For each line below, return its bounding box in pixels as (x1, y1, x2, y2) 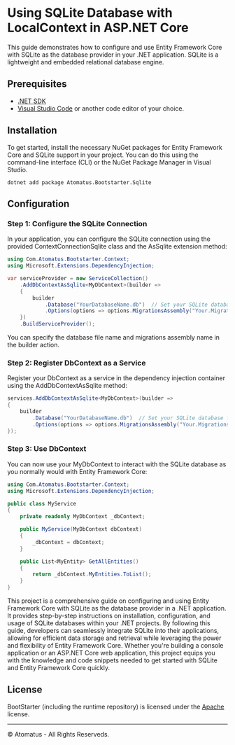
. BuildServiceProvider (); (20, 321, 96, 328)
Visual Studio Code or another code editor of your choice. (17, 104, 184, 113)
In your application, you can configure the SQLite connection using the (7, 235, 211, 243)
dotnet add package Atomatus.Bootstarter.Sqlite (7, 179, 152, 186)
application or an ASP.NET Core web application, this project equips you (7, 649, 215, 657)
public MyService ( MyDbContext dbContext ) (20, 526, 142, 533)
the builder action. (7, 341, 60, 349)
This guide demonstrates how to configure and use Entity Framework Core (7, 43, 222, 51)
